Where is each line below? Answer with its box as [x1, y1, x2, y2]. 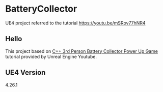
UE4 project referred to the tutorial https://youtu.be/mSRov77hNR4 [5, 20, 146, 26]
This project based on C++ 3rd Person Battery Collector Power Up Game [5, 48, 158, 54]
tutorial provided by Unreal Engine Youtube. [5, 53, 97, 59]
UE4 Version [5, 68, 46, 77]
